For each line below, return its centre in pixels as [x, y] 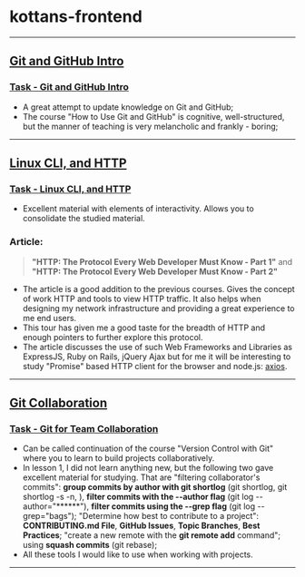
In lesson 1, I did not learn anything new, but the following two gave [148, 468]
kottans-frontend [76, 17]
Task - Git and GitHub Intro [69, 87]
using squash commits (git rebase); [89, 545]
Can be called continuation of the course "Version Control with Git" [148, 449]
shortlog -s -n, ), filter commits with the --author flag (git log [138, 497]
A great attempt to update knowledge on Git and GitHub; [128, 107]
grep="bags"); [49, 516]
